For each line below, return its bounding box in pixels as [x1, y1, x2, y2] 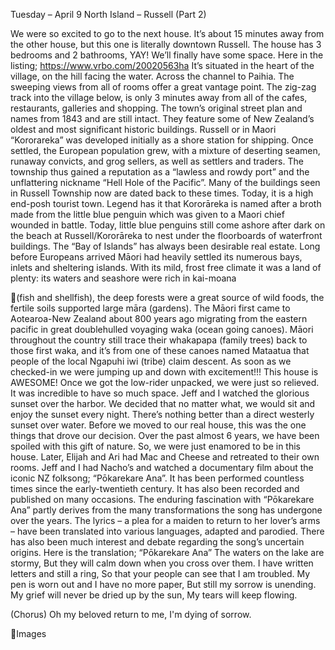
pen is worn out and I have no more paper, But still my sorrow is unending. [10, 579, 317, 590]
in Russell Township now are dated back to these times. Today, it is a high [10, 187, 314, 199]
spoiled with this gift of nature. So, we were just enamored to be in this [10, 440, 301, 452]
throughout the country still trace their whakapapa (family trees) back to [10, 334, 308, 346]
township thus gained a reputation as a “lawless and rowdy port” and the [10, 166, 310, 178]
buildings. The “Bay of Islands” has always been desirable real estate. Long [10, 240, 321, 252]
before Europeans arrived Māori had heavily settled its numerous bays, [10, 251, 303, 263]
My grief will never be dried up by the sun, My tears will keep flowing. [10, 589, 298, 601]
